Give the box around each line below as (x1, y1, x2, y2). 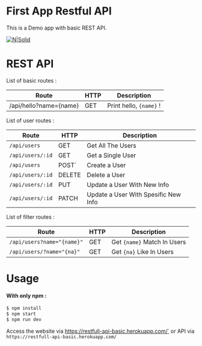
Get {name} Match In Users (111, 237, 186, 246)
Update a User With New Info (87, 180, 170, 189)
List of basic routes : (6, 77, 57, 84)
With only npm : (6, 292, 47, 299)
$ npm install (6, 306, 42, 312)
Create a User (87, 161, 126, 169)
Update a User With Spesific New (87, 190, 182, 198)
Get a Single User (87, 151, 136, 159)
